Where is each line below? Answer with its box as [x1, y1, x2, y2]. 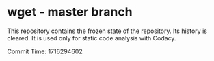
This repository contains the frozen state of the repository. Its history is [7, 27, 207, 35]
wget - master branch [7, 4, 133, 20]
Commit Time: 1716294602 [7, 47, 83, 56]
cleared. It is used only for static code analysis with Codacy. [7, 34, 176, 42]
